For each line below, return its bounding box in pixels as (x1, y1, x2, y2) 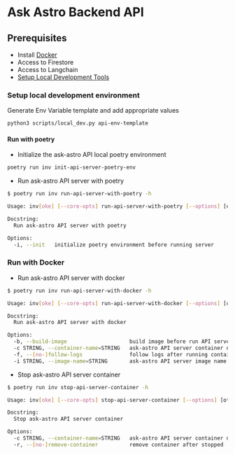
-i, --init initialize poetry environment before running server (13, 241, 215, 248)
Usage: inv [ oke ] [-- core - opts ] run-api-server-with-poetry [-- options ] (7, 203, 220, 210)
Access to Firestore (17, 58, 74, 66)
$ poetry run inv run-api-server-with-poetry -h (7, 190, 152, 197)
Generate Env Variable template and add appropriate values (7, 106, 180, 115)
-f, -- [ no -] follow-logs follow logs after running (13, 351, 208, 358)
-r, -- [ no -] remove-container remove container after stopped (13, 441, 224, 448)
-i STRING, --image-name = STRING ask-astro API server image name (13, 358, 227, 365)
